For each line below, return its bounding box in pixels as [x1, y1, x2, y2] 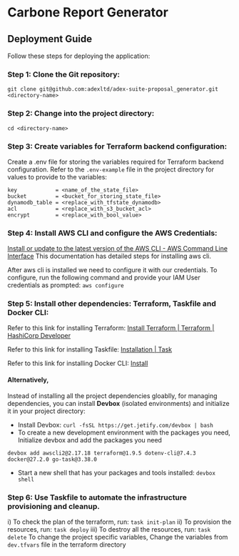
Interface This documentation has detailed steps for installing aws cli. [7, 252, 212, 261]
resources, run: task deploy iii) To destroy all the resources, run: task [7, 525, 211, 533]
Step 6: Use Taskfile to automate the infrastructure [7, 492, 188, 502]
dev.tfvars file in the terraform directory [7, 540, 126, 549]
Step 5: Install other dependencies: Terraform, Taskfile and [7, 299, 216, 309]
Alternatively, [7, 376, 49, 384]
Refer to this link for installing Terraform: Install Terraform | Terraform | [7, 324, 215, 332]
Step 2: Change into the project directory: [7, 109, 155, 119]
